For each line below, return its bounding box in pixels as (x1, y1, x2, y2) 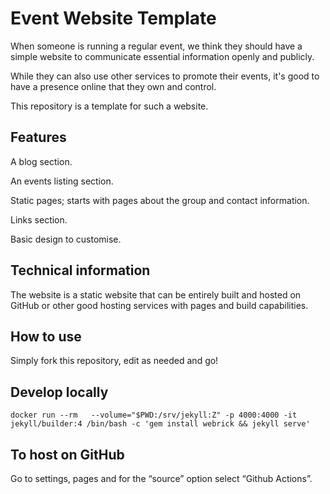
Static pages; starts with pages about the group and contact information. (10, 194, 310, 206)
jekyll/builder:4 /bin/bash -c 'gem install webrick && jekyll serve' (10, 419, 311, 429)
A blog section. (10, 155, 73, 167)
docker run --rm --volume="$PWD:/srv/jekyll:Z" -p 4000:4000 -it (10, 410, 298, 421)
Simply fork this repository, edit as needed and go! (10, 355, 219, 367)
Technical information (10, 262, 151, 279)
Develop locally (10, 383, 109, 401)
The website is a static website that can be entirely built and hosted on (10, 288, 302, 301)
